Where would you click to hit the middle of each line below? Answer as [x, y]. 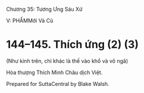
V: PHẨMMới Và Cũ [30, 20]
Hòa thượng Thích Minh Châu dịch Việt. [54, 72]
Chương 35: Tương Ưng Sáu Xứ [44, 9]
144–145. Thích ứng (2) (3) [72, 45]
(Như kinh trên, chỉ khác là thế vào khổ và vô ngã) [67, 61]
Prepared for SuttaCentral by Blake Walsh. [58, 84]
